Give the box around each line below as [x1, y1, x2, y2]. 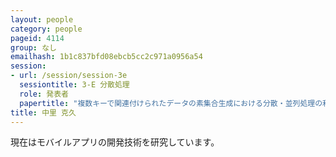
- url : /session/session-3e [10, 71, 128, 81]
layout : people [10, 14, 74, 25]
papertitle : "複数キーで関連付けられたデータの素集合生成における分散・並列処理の [19, 98, 323, 108]
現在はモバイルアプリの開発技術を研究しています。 [10, 136, 220, 148]
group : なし [10, 42, 57, 53]
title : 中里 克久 [10, 107, 77, 118]
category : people [10, 24, 83, 34]
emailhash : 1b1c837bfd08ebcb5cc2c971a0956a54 [10, 52, 203, 62]
